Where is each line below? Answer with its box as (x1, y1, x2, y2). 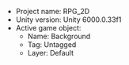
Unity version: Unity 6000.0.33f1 (15, 15, 122, 24)
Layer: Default (27, 49, 74, 57)
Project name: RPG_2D (15, 7, 90, 16)
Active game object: (15, 23, 82, 32)
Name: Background (27, 31, 91, 41)
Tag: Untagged (27, 40, 77, 49)
